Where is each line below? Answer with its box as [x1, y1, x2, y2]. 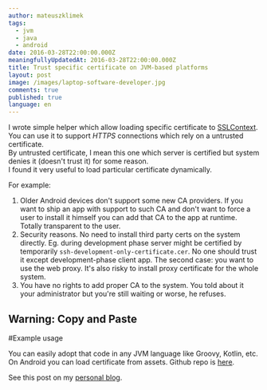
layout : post [8, 71, 52, 79]
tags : [8, 19, 26, 27]
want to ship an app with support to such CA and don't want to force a [19, 204, 251, 214]
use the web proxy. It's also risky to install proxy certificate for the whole [19, 264, 259, 274]
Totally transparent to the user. [19, 221, 121, 231]
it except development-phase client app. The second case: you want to [19, 255, 253, 265]
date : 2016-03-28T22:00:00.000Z [8, 49, 116, 57]
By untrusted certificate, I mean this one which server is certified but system [8, 148, 260, 158]
